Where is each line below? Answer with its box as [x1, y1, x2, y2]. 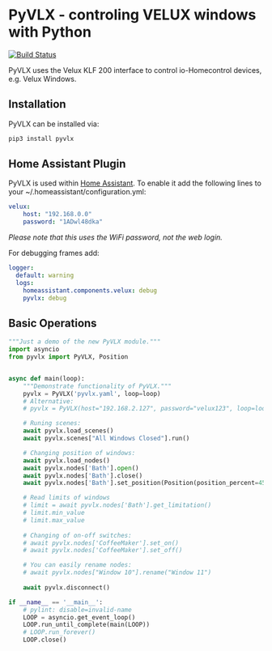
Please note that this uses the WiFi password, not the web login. [8, 232, 223, 242]
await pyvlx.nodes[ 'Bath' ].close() [23, 471, 143, 479]
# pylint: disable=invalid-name [23, 606, 132, 614]
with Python [8, 23, 91, 41]
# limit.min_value [23, 508, 85, 517]
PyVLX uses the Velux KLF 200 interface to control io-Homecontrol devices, [8, 65, 262, 74]
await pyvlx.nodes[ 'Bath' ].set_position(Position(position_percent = [23, 479, 259, 487]
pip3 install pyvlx [8, 134, 74, 143]
